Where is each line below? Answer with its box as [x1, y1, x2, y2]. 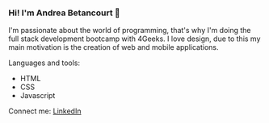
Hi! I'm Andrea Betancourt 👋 [8, 7, 120, 18]
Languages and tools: [8, 58, 81, 68]
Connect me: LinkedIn [8, 106, 82, 116]
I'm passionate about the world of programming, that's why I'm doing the [8, 26, 252, 35]
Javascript [19, 91, 56, 100]
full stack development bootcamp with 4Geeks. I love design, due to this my [8, 34, 261, 43]
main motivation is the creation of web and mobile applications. [8, 43, 220, 52]
